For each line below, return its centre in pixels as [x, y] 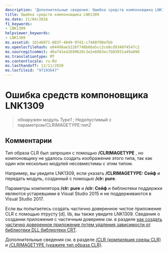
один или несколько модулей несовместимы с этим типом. [69, 163]
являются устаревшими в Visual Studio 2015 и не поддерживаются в [78, 193]
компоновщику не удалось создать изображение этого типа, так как [79, 158]
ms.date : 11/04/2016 [27, 19]
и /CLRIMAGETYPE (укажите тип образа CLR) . [54, 245]
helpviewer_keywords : [28, 33]
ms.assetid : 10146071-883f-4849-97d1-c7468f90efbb [59, 43]
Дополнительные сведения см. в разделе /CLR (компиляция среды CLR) [83, 239]
